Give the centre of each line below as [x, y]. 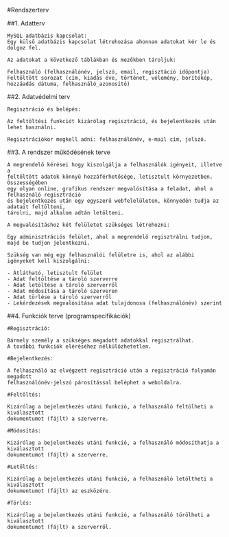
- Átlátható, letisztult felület [55, 273]
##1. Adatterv [26, 23]
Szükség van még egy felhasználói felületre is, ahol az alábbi [101, 255]
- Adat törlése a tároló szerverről [59, 297]
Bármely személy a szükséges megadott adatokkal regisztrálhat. [101, 340]
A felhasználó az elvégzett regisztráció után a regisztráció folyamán [111, 371]
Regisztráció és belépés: [44, 109]
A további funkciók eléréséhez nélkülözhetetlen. [80, 347]
